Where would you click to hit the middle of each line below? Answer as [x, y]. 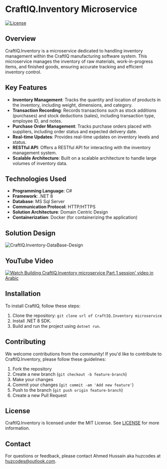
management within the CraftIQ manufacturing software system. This [76, 56]
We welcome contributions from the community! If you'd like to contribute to [83, 354]
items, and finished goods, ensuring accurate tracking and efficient [74, 66]
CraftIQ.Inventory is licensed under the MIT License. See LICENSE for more [82, 423]
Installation [23, 294]
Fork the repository [32, 369]
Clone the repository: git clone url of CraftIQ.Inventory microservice [87, 315]
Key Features [26, 88]
